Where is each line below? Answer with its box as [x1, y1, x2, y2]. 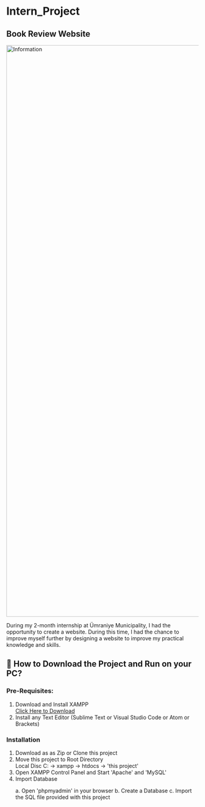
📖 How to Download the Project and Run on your [6, 659, 192, 670]
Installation [6, 735, 41, 743]
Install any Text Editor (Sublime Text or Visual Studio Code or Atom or [15, 714, 190, 721]
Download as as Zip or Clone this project [15, 749, 118, 756]
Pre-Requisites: [6, 687, 54, 695]
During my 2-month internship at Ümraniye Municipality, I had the [6, 622, 171, 629]
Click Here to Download [15, 707, 75, 714]
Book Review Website [6, 29, 90, 39]
